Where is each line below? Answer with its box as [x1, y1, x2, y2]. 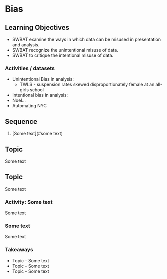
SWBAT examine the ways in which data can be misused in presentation [12, 36, 161, 42]
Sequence [5, 117, 38, 126]
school [29, 87, 44, 93]
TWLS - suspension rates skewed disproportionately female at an [19, 81, 155, 88]
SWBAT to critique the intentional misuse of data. [12, 52, 114, 58]
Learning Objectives [5, 23, 70, 32]
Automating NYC [12, 103, 47, 109]
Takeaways [5, 246, 33, 253]
